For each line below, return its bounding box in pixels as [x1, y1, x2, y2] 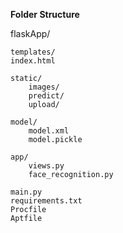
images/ [28, 82, 60, 92]
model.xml [28, 126, 70, 136]
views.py [28, 161, 65, 171]
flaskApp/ [10, 28, 51, 39]
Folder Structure [10, 9, 80, 20]
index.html [10, 56, 56, 66]
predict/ [28, 91, 65, 101]
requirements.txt [10, 196, 83, 206]
